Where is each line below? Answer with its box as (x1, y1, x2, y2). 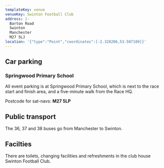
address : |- (5, 16, 30, 21)
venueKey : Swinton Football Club (5, 12, 74, 17)
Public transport (5, 112, 56, 121)
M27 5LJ (9, 35, 26, 40)
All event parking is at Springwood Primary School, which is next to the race (5, 83, 159, 89)
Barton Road (9, 21, 34, 26)
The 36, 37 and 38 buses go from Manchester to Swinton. (5, 126, 123, 132)
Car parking (5, 58, 42, 66)
